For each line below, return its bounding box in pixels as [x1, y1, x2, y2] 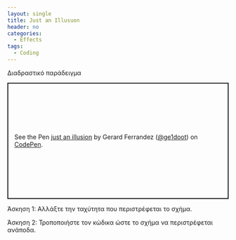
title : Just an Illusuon [7, 17, 80, 24]
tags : [7, 43, 23, 50]
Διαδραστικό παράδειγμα [7, 68, 82, 77]
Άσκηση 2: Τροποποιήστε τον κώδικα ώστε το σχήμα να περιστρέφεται [7, 218, 213, 227]
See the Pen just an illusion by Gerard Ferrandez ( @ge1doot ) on [14, 133, 198, 141]
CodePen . [14, 140, 44, 149]
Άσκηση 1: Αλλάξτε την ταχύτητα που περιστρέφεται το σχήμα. [7, 204, 192, 213]
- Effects [13, 36, 42, 44]
